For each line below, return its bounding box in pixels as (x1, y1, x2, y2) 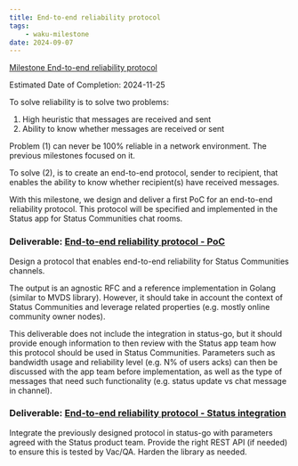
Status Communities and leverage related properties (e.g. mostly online (9, 301, 270, 312)
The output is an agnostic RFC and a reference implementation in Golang (9, 282, 276, 293)
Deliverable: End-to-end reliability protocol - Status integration (9, 407, 286, 420)
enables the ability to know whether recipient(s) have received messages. (9, 177, 280, 188)
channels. (9, 265, 45, 276)
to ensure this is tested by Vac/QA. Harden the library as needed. (9, 446, 247, 457)
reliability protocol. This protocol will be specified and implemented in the (9, 204, 278, 215)
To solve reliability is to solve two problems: (9, 97, 170, 108)
